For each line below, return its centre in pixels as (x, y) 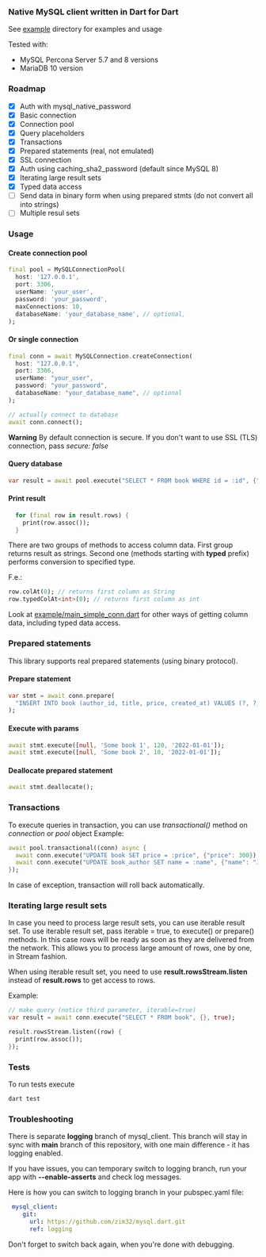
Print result (27, 499)
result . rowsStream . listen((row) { (65, 1032)
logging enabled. (36, 1153)
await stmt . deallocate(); (51, 788)
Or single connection (44, 339)
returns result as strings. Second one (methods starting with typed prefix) (129, 554)
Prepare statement (40, 679)
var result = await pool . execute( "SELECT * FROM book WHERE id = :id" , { (133, 481)
